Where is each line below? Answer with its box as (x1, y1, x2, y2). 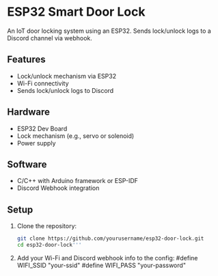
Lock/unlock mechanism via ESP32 (16, 72, 117, 80)
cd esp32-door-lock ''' (16, 242, 82, 249)
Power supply (16, 139, 56, 147)
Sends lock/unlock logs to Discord (16, 86, 114, 94)
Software (7, 158, 47, 170)
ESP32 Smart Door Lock (7, 4, 146, 20)
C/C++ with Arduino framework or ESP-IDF (16, 177, 139, 185)
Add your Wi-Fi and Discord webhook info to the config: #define (16, 253, 198, 262)
